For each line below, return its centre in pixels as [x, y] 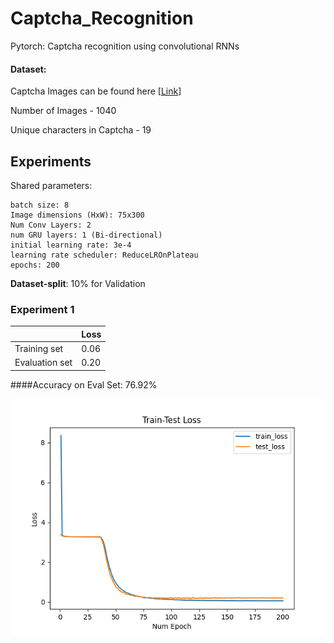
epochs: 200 [35, 265]
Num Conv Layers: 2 [51, 225]
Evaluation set [43, 363]
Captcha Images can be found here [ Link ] [96, 91]
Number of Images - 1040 [63, 111]
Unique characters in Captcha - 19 [81, 130]
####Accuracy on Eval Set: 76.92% [84, 384]
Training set [39, 348]
